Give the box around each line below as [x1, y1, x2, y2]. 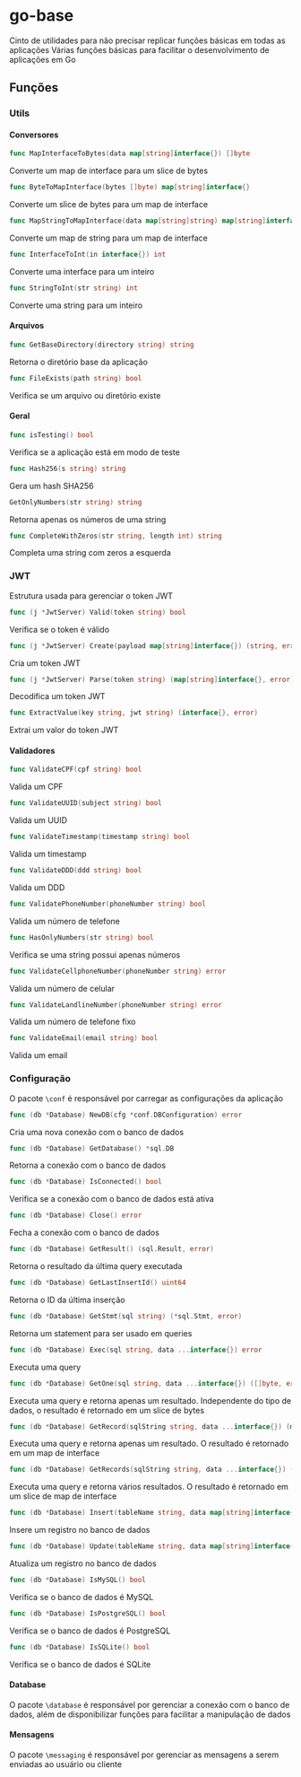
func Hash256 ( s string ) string [9, 464, 126, 473]
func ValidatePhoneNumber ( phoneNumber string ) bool [9, 899, 206, 908]
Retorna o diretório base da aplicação [9, 356, 148, 367]
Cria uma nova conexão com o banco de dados [9, 1126, 185, 1137]
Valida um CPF [9, 782, 64, 792]
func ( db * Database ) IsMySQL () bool [9, 1576, 146, 1585]
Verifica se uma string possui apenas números [9, 949, 181, 960]
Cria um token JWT [9, 657, 81, 669]
